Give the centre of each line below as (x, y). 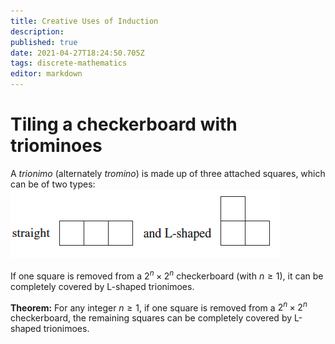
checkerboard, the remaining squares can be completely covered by (151, 318)
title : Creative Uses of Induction (84, 21)
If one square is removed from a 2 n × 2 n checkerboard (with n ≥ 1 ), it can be (167, 275)
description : (37, 31)
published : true (44, 42)
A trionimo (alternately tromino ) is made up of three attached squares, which (168, 173)
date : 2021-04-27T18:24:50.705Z (77, 53)
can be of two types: (53, 184)
